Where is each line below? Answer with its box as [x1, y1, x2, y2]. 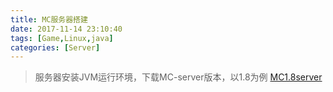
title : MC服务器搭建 [10, 14, 88, 25]
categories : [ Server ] [10, 42, 101, 53]
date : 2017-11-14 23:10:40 [10, 24, 123, 34]
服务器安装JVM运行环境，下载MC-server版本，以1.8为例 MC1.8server [34, 71, 323, 83]
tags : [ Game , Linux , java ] [10, 33, 114, 43]
